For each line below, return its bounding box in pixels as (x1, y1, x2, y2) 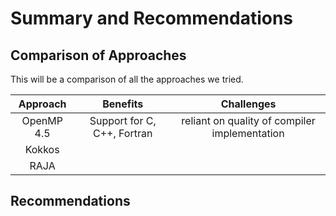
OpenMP (21, 114, 63, 127)
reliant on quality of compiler (181, 114, 316, 127)
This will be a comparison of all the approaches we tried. (10, 73, 244, 85)
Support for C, (89, 114, 157, 127)
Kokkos (24, 143, 60, 156)
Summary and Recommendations (10, 7, 294, 30)
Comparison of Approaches (10, 47, 187, 64)
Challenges (220, 97, 277, 111)
